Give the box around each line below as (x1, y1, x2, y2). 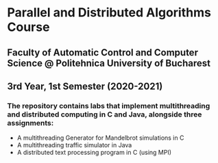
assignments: (7, 118, 54, 127)
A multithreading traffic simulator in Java (16, 141, 132, 149)
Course (7, 19, 50, 35)
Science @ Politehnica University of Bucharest (7, 57, 211, 69)
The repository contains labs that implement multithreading (7, 101, 210, 110)
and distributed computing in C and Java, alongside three (7, 110, 202, 119)
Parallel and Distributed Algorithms (7, 5, 211, 21)
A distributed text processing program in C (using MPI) (16, 149, 172, 157)
